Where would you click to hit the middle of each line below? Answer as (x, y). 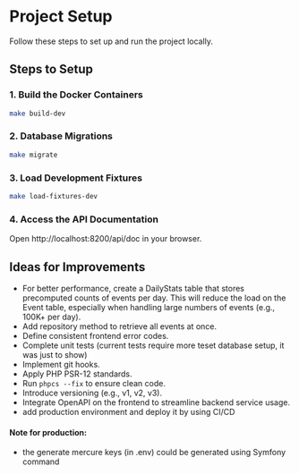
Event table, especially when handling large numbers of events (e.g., (149, 307)
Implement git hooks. (61, 364)
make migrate (34, 155)
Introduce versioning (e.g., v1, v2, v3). (92, 393)
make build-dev (38, 114)
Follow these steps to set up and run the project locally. (111, 41)
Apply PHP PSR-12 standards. (77, 374)
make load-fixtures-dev (54, 196)
